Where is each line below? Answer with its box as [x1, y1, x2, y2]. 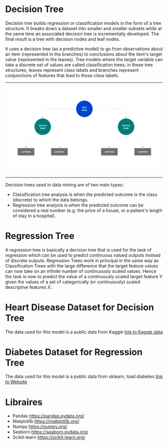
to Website [5, 379, 27, 385]
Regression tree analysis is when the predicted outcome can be [12, 202, 144, 208]
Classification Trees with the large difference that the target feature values [5, 263, 158, 269]
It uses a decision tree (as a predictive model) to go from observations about [5, 46, 163, 52]
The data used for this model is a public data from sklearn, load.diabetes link [5, 373, 163, 379]
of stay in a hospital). [12, 212, 56, 218]
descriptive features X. [5, 284, 52, 290]
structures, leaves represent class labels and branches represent [5, 67, 139, 73]
